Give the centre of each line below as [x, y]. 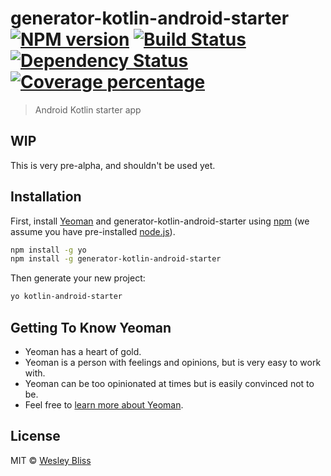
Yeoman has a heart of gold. [83, 351]
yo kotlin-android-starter [66, 297]
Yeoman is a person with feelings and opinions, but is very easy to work [173, 362]
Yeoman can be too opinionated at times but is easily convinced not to [169, 383]
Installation [46, 197]
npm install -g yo [48, 250]
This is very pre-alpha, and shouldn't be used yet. [113, 165]
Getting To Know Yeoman [91, 327]
